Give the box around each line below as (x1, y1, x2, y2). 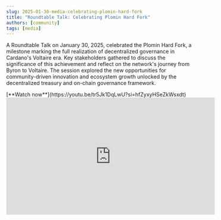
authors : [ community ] (6, 20, 60, 26)
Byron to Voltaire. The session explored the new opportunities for (6, 67, 167, 74)
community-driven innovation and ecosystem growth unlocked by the (6, 73, 177, 80)
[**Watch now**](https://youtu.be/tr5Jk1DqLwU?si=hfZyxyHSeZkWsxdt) (6, 91, 186, 98)
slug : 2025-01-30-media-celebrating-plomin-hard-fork (6, 8, 143, 15)
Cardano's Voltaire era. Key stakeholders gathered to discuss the (6, 54, 166, 61)
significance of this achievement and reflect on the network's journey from (6, 61, 190, 68)
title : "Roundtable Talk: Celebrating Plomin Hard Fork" (6, 14, 151, 20)
